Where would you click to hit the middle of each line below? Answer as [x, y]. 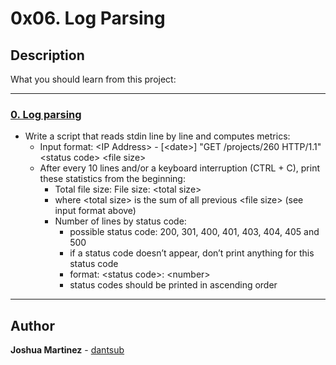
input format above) [95, 211]
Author [32, 325]
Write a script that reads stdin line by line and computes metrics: [157, 136]
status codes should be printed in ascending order [173, 285]
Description [47, 55]
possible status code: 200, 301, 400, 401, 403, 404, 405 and [194, 232]
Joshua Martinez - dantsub [67, 350]
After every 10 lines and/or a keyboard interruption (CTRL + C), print [179, 168]
